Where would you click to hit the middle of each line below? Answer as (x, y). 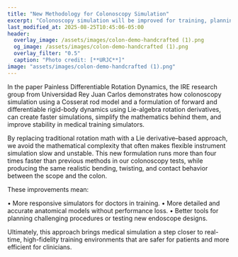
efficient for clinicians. (40, 247)
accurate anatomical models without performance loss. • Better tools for (113, 210)
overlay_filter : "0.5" (47, 54)
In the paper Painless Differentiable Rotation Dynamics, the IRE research (113, 86)
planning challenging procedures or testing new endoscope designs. (107, 218)
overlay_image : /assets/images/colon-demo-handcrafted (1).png (109, 40)
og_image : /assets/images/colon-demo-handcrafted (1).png (101, 47)
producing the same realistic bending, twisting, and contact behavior (108, 168)
